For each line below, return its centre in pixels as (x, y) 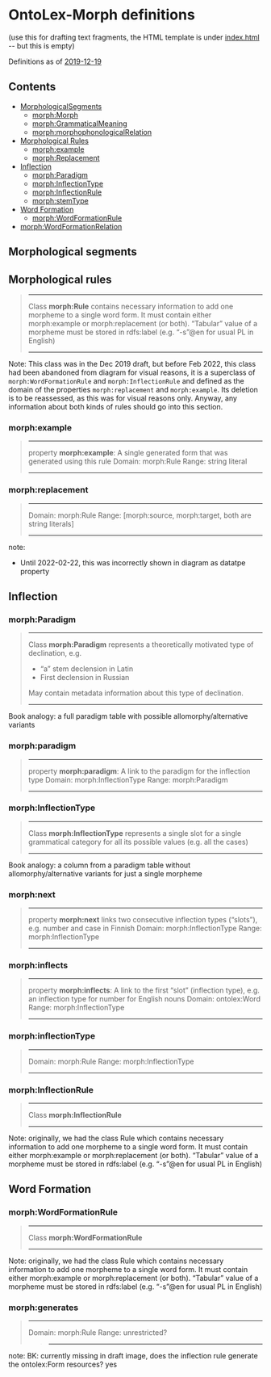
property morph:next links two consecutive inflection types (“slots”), (143, 920)
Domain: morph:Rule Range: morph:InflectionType (111, 1061)
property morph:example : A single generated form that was (128, 453)
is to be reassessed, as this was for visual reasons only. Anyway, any (123, 398)
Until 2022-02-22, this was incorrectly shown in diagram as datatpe (133, 562)
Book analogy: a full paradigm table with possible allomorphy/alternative (128, 716)
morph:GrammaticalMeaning (79, 124)
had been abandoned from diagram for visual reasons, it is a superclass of (132, 372)
